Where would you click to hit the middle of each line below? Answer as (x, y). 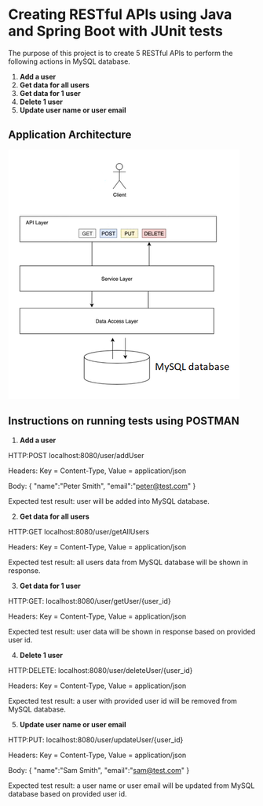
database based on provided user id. (68, 793)
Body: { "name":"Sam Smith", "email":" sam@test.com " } (99, 770)
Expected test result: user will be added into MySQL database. (109, 501)
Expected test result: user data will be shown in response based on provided (132, 631)
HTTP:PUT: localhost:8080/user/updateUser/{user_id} (96, 739)
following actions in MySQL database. (69, 61)
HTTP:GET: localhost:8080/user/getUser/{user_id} (89, 601)
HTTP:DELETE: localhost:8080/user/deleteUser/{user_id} (100, 670)
